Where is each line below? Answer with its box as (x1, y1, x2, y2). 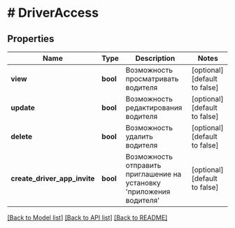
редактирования (125, 103, 183, 113)
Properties (7, 33, 55, 45)
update (10, 103, 35, 113)
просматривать (125, 74, 179, 83)
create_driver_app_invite (10, 173, 95, 183)
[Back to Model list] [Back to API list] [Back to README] (7, 213, 168, 222)
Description (135, 54, 176, 63)
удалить (125, 131, 154, 141)
